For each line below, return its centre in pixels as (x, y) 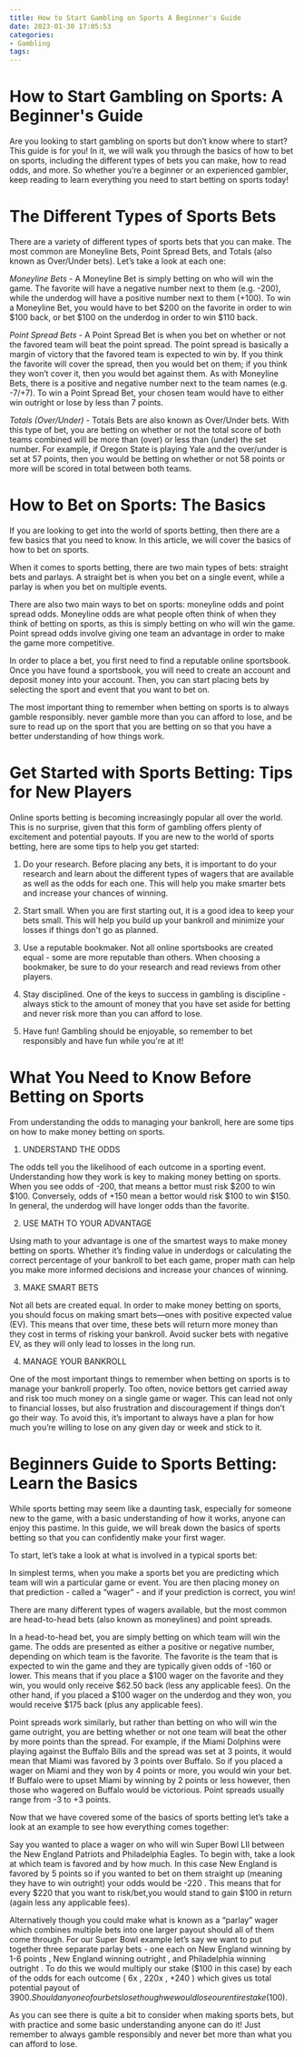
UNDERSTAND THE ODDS (71, 1149)
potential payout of (44, 1987)
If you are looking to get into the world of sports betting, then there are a (145, 530)
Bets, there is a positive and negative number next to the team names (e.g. (148, 383)
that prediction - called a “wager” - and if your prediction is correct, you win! (153, 1591)
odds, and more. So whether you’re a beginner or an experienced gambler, (149, 170)
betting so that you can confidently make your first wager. (118, 1537)
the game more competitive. (62, 643)
